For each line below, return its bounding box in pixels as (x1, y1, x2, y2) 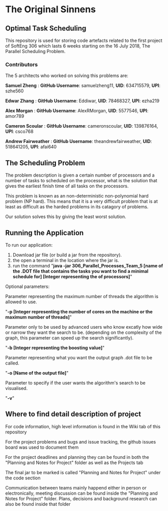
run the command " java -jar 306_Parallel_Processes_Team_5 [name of (12, 262, 163, 269)
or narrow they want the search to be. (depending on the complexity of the (5, 329, 162, 335)
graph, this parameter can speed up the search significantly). (5, 334, 134, 340)
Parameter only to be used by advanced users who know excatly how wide (5, 324, 163, 330)
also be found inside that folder (5, 501, 71, 507)
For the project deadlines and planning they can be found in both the (5, 454, 149, 460)
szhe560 (5, 88, 24, 94)
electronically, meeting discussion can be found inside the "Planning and (5, 490, 158, 496)
